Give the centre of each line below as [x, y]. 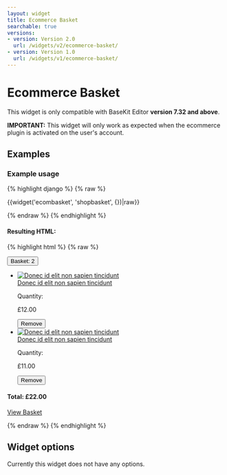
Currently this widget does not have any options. [76, 464]
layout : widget [29, 13]
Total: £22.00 [27, 397]
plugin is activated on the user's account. [66, 133]
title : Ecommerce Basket [43, 20]
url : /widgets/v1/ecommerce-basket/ [66, 59]
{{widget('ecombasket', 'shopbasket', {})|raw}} [73, 202]
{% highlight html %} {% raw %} [53, 246]
